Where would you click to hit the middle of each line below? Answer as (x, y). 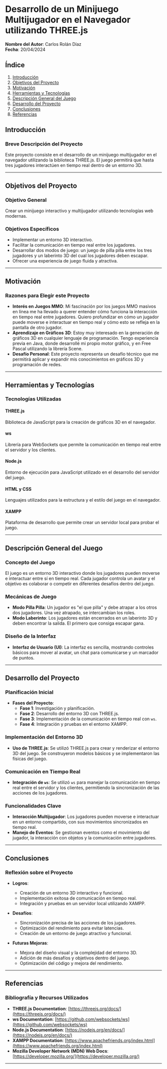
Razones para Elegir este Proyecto (47, 295)
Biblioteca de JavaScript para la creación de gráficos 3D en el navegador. (81, 422)
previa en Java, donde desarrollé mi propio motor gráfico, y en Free (82, 343)
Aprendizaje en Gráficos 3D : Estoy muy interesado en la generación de (86, 333)
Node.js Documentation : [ (40, 1030)
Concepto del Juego (30, 562)
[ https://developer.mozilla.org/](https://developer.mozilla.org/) (76, 1056)
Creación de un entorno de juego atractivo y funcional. (76, 933)
